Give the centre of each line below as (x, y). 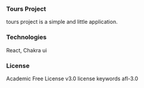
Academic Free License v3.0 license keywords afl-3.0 (72, 78)
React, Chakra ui (27, 50)
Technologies (26, 37)
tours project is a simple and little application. (62, 22)
